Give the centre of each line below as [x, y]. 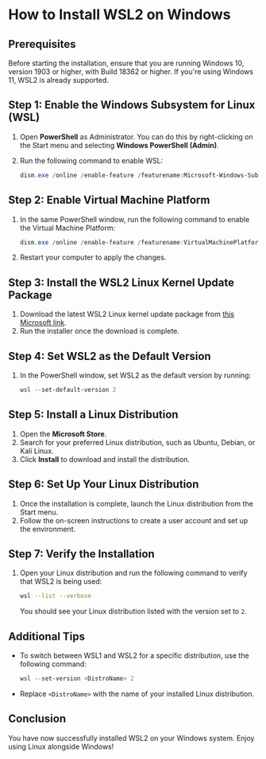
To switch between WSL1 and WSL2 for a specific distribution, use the [134, 655]
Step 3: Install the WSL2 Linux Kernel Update [121, 282]
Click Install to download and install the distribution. [105, 459]
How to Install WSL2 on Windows [120, 15]
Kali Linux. [37, 451]
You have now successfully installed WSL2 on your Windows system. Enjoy [131, 737]
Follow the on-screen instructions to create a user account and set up [134, 520]
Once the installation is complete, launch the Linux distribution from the [137, 503]
